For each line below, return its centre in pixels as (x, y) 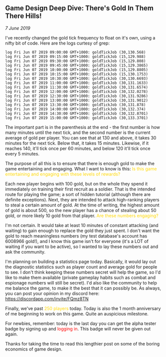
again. (12, 334)
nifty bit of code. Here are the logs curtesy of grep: (57, 43)
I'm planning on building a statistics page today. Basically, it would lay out (81, 261)
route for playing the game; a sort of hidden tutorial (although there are (78, 194)
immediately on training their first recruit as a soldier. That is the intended (80, 189)
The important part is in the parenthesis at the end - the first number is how (83, 127)
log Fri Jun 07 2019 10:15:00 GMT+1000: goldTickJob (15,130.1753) (77, 74)
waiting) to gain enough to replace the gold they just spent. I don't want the (82, 230)
